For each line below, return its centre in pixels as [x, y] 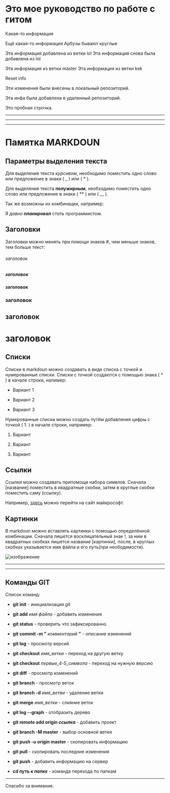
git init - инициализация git [41, 605]
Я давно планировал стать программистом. [54, 213]
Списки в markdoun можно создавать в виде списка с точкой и [74, 369]
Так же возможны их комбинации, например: [55, 204]
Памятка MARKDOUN [53, 143]
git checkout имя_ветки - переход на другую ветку [68, 654]
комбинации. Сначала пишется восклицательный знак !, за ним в [76, 536]
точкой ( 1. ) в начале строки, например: [49, 425]
